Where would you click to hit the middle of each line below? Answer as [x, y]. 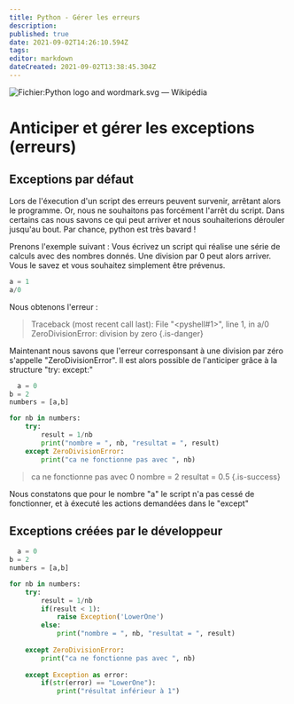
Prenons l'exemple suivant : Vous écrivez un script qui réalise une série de [145, 246]
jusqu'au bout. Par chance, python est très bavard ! [103, 229]
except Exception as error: [77, 675]
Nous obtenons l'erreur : [54, 306]
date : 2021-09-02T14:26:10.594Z [69, 42]
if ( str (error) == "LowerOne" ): [99, 683]
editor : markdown [41, 59]
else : [51, 625]
